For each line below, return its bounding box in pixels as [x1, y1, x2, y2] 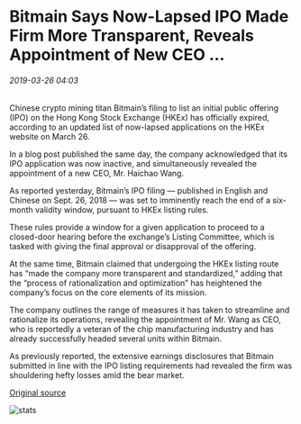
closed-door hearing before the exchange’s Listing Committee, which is [9, 231, 275, 242]
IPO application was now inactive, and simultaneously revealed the [9, 158, 257, 169]
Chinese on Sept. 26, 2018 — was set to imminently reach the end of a [9, 195, 271, 206]
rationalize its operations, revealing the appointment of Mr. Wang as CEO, [9, 314, 281, 325]
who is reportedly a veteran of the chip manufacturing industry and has [9, 324, 274, 335]
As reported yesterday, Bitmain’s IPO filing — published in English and [9, 185, 269, 196]
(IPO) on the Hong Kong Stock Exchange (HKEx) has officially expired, [9, 113, 270, 123]
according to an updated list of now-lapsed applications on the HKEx [9, 122, 265, 132]
